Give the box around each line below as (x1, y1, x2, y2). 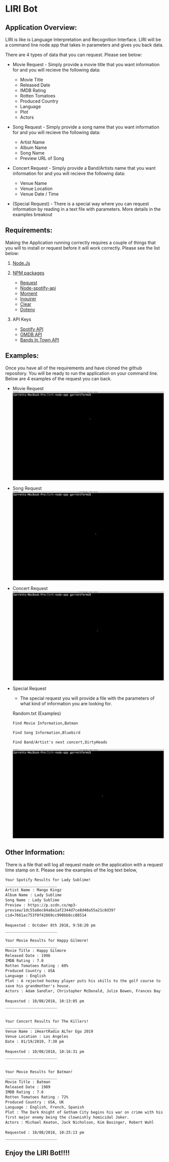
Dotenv (20, 306, 35, 312)
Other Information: (5, 848, 65, 857)
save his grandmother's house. (5, 983, 71, 988)
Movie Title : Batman (5, 1079, 51, 1084)
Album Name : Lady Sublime (5, 892, 62, 897)
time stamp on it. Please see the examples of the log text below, (5, 867, 137, 873)
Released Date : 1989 (5, 1084, 51, 1089)
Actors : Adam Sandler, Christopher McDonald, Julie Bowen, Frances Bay (5, 988, 161, 993)
